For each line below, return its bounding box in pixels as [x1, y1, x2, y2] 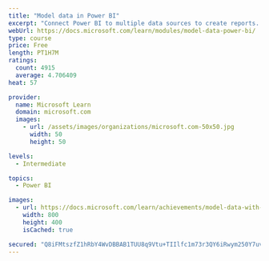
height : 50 [29, 138, 66, 146]
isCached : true [22, 226, 74, 234]
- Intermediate [15, 159, 66, 168]
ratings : [8, 57, 38, 65]
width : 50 [29, 130, 62, 139]
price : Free [8, 42, 48, 50]
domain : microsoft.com [15, 108, 91, 116]
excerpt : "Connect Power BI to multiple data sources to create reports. [8, 19, 260, 27]
